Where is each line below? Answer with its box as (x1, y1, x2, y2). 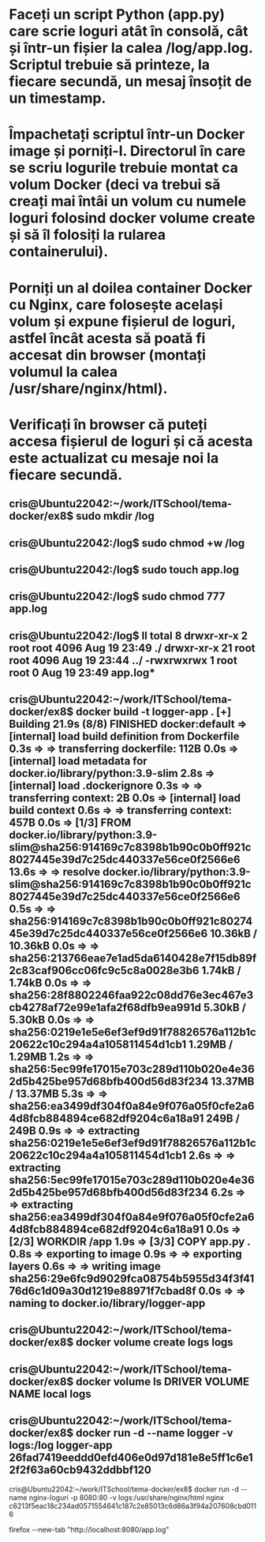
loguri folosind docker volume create (9, 209, 256, 227)
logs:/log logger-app (9, 1439, 113, 1452)
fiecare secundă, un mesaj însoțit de (9, 73, 252, 91)
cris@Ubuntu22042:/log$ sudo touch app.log (9, 562, 240, 577)
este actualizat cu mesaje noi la (9, 449, 219, 467)
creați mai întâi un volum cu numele (9, 192, 247, 211)
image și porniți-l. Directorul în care (9, 142, 246, 160)
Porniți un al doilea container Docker (9, 278, 253, 297)
